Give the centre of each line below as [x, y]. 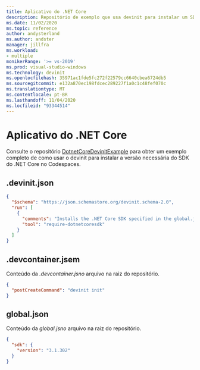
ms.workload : [22, 51]
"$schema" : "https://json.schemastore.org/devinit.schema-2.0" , [93, 202]
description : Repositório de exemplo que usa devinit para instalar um [97, 17]
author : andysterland [33, 34]
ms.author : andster [30, 39]
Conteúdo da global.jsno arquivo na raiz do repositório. [74, 328]
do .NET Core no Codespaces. [44, 164]
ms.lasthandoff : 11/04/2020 [41, 100]
